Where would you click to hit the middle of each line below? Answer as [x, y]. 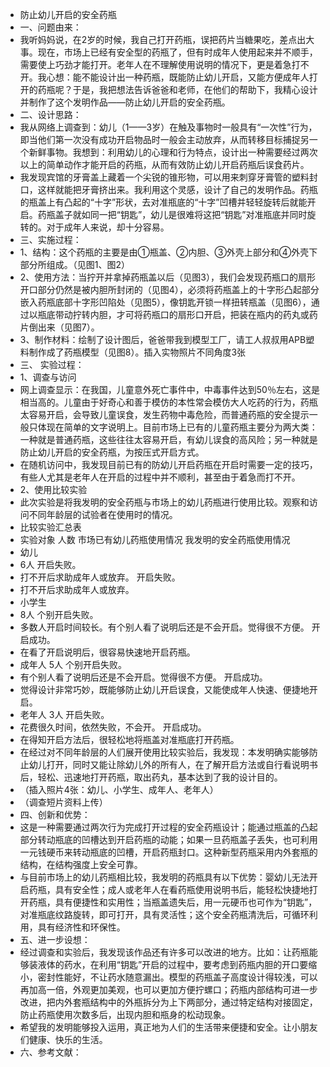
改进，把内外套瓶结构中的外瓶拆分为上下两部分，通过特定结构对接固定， [168, 1002]
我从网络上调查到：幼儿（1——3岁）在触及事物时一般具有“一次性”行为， [168, 127]
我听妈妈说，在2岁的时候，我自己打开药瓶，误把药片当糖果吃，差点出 [163, 39]
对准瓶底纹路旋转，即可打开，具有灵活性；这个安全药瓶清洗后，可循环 [164, 914]
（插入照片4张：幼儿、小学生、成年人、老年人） [119, 789]
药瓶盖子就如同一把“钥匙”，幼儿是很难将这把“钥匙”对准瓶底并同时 [172, 214]
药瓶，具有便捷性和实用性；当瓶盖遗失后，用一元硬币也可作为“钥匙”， [173, 902]
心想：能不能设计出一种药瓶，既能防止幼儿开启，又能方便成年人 [178, 77]
